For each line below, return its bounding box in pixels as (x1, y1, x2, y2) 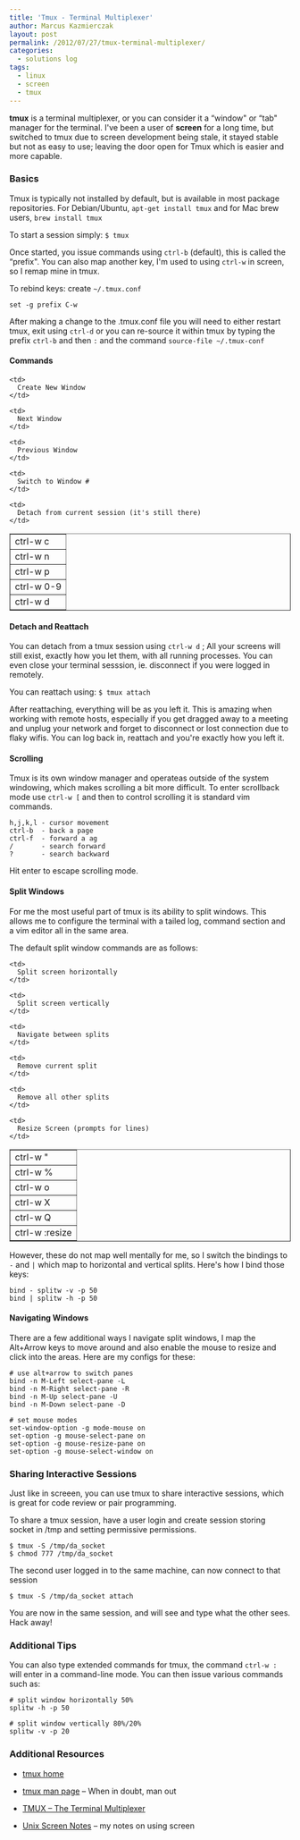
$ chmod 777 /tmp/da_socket (9, 1549, 114, 1558)
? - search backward (9, 850, 110, 859)
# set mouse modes (9, 1415, 78, 1424)
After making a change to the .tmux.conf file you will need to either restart (9, 316, 281, 326)
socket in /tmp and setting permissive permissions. (9, 1524, 197, 1535)
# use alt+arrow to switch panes (9, 1369, 134, 1378)
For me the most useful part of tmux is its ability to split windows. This (9, 906, 267, 916)
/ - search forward (9, 842, 105, 851)
